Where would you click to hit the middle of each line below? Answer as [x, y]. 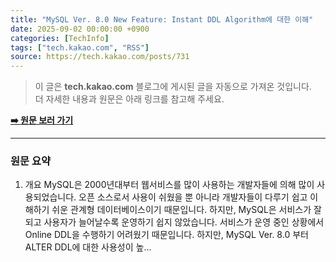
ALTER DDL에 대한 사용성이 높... [88, 247]
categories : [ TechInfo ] [60, 38]
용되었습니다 [49, 197]
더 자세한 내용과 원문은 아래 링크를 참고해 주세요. [129, 99]
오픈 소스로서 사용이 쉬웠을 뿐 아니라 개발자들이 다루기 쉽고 [193, 197]
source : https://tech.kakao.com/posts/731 [100, 57]
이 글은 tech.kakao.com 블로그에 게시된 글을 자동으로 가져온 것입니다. [173, 87]
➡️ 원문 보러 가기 [42, 120]
